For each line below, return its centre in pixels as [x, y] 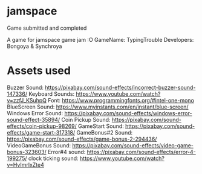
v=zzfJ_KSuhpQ [27, 100]
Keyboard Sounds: [52, 94]
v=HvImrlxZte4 [25, 164]
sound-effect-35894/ [34, 119]
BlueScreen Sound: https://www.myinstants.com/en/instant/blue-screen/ [98, 107]
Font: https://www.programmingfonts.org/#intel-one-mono [121, 100]
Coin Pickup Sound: [86, 119]
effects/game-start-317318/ [41, 132]
